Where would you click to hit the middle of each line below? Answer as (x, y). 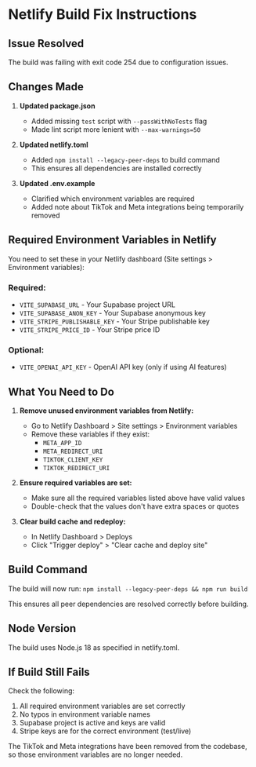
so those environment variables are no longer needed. (96, 754)
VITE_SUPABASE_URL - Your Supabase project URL (97, 305)
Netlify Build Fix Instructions (103, 15)
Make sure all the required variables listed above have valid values (138, 498)
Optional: (26, 349)
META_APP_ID (62, 444)
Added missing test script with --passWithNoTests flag (119, 121)
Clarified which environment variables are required (113, 199)
